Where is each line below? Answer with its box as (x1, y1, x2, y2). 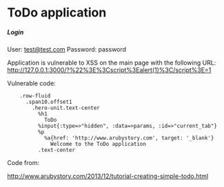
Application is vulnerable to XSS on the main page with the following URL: (7, 58, 216, 67)
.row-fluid (19, 93, 51, 100)
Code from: (7, 159, 40, 167)
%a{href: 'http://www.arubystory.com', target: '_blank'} (43, 135, 214, 142)
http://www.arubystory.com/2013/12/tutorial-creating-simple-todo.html (7, 172, 209, 180)
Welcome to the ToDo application (50, 141, 147, 148)
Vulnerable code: (7, 79, 57, 87)
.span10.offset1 (25, 98, 72, 106)
